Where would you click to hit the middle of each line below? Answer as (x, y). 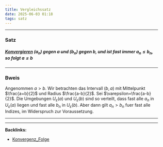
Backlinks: (16, 130)
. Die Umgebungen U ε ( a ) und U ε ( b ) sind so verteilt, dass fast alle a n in (84, 99)
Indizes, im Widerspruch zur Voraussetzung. (49, 111)
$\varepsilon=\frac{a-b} (127, 94)
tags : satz (16, 18)
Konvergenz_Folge (31, 139)
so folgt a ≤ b (19, 58)
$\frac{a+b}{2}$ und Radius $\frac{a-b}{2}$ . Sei (54, 94)
